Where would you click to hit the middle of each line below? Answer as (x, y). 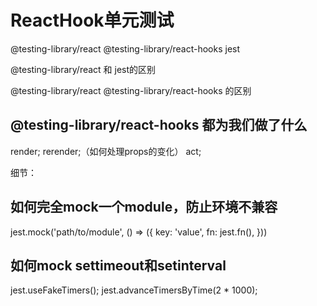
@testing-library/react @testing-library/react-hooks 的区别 (131, 90)
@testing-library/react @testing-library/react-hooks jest (125, 48)
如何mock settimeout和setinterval (118, 265)
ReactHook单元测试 (92, 20)
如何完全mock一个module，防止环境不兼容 (144, 207)
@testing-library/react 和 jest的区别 (83, 69)
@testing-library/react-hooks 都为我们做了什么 (159, 125)
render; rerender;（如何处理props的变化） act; (106, 151)
